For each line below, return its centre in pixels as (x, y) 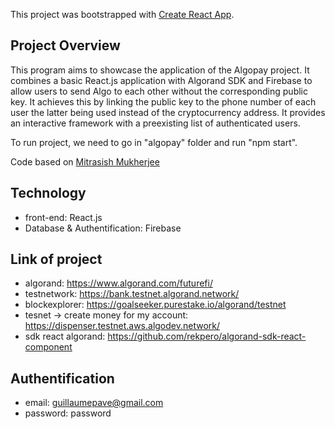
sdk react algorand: (65, 336)
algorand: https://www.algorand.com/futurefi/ (118, 283)
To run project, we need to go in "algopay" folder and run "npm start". (154, 142)
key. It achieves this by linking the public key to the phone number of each (163, 101)
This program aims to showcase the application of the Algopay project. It (160, 70)
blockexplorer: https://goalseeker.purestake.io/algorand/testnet (155, 305)
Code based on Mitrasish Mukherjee (85, 161)
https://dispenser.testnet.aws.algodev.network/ (122, 326)
